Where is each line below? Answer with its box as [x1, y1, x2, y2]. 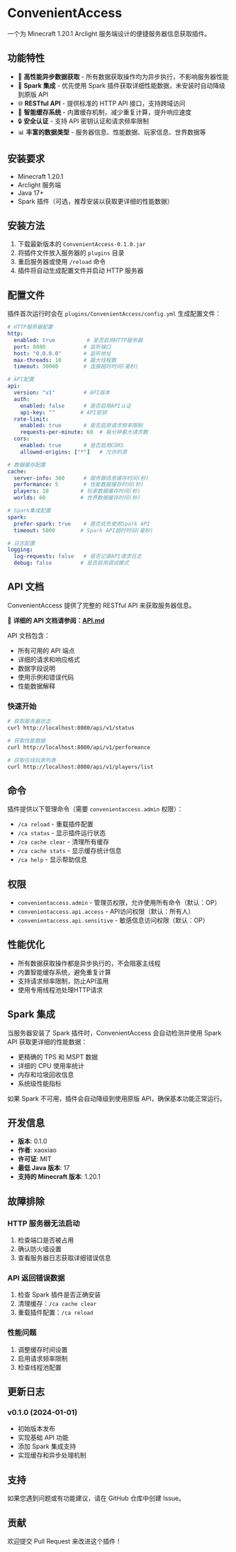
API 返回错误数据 [7, 1273, 65, 1283]
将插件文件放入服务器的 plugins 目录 [17, 248, 125, 257]
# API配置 [7, 376, 34, 383]
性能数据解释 [17, 681, 55, 690]
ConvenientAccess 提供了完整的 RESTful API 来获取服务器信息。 [7, 601, 196, 610]
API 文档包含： [7, 631, 51, 639]
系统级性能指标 [17, 1079, 62, 1087]
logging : [7, 546, 33, 554]
